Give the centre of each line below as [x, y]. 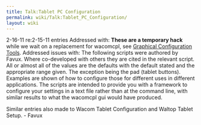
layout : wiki [22, 23]
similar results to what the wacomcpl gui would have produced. [85, 97]
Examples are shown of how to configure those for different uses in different [100, 78]
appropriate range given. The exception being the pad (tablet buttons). [94, 72]
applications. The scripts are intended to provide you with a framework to [97, 85]
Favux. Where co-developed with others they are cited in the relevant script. [100, 59]
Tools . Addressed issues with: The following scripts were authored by [92, 53]
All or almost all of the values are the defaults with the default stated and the [100, 66]
